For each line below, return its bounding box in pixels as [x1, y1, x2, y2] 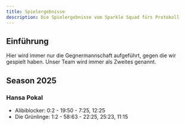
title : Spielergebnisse [6, 8, 65, 15]
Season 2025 [6, 75, 57, 86]
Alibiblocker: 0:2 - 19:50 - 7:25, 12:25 [14, 107, 105, 114]
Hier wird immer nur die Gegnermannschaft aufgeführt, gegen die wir [6, 52, 177, 59]
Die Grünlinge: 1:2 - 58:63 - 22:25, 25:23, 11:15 [14, 114, 128, 120]
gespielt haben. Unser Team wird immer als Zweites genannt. [6, 58, 156, 65]
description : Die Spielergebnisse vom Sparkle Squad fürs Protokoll [6, 14, 180, 20]
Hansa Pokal [6, 93, 43, 102]
